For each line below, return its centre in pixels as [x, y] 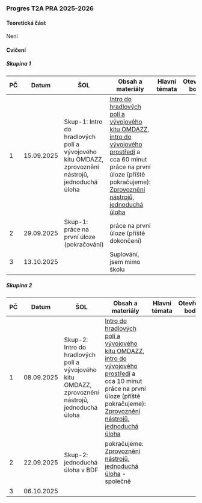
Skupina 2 [19, 286]
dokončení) [126, 240]
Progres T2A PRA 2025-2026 [50, 8]
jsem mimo [125, 261]
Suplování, [124, 254]
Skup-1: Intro [83, 122]
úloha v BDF [81, 470]
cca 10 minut [124, 381]
